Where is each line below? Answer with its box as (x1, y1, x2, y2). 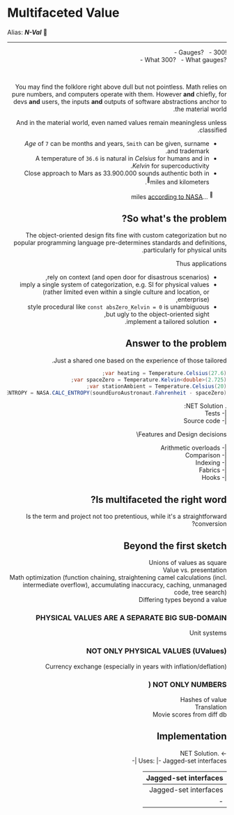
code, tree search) (173, 588, 227, 596)
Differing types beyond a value (139, 596, 227, 603)
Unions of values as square (148, 559, 227, 566)
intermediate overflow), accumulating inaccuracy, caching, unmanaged (22, 581, 227, 589)
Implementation (156, 730, 227, 742)
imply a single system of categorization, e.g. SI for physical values (19, 281, 210, 289)
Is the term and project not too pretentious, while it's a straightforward (25, 512, 227, 521)
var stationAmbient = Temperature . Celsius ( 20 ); (86, 383, 227, 390)
